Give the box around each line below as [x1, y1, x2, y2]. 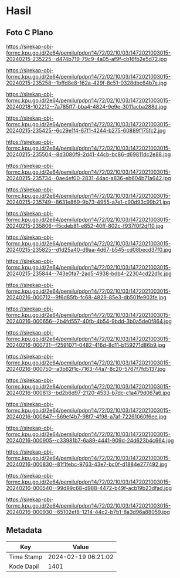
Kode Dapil [9, 562, 39, 570]
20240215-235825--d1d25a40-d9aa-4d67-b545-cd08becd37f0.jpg [6, 246, 172, 253]
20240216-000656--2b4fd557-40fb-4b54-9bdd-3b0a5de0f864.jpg [6, 318, 172, 325]
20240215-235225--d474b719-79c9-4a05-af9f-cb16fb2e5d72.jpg [6, 56, 167, 62]
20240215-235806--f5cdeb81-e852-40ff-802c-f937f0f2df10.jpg [6, 222, 164, 229]
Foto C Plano [6, 28, 53, 38]
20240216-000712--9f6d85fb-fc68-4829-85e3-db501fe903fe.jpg [6, 294, 167, 300]
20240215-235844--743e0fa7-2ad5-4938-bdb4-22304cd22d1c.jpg [6, 270, 172, 277]
